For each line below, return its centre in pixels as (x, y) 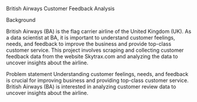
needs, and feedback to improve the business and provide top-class (89, 44)
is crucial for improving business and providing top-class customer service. (98, 80)
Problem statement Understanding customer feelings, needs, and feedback (97, 74)
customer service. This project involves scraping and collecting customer (95, 50)
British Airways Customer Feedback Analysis (60, 9)
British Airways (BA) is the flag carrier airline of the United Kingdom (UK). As (99, 31)
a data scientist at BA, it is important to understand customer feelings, (91, 37)
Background (21, 20)
